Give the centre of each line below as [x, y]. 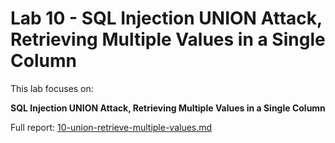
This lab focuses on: [52, 88]
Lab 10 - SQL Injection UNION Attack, [166, 18]
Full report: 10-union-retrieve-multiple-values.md [111, 127]
